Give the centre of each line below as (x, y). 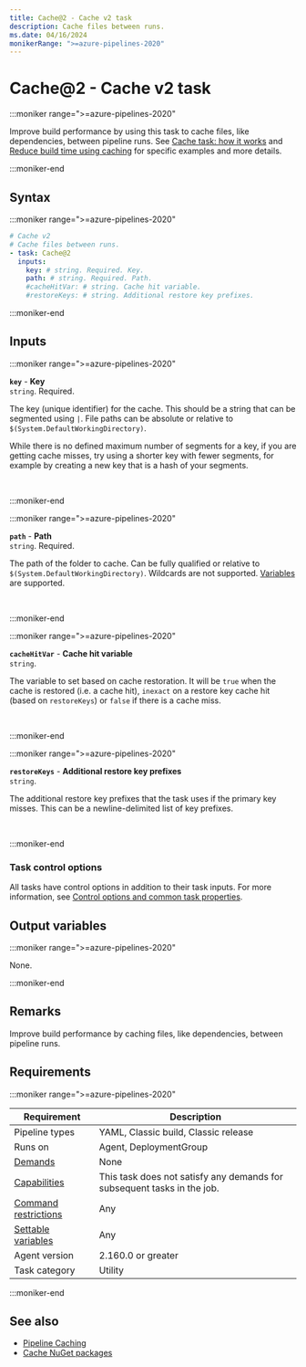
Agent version (44, 1255)
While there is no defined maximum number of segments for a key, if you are (153, 446)
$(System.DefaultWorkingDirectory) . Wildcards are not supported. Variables (153, 573)
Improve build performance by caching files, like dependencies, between (147, 1034)
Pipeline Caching (54, 1343)
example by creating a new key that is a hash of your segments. (129, 465)
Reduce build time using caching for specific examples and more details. (146, 151)
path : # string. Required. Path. (89, 279)
